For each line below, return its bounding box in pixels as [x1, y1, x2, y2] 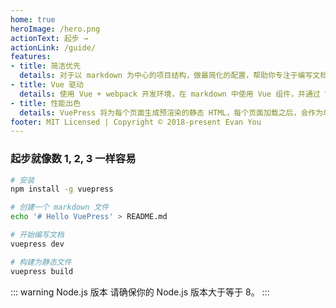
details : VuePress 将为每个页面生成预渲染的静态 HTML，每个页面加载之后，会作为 [19, 107, 324, 118]
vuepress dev [10, 239, 65, 249]
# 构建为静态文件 [10, 257, 72, 267]
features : [10, 52, 52, 62]
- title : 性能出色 [10, 98, 82, 108]
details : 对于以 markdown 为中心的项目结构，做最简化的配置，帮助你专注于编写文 [19, 71, 321, 81]
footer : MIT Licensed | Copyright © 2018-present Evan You [10, 117, 262, 127]
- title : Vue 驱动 [10, 80, 84, 90]
